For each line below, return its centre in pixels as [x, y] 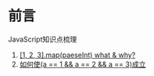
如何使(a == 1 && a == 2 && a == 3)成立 [82, 64]
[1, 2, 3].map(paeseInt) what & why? [77, 55]
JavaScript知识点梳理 [43, 39]
